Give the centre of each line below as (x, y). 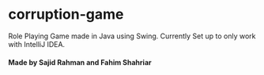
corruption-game (66, 14)
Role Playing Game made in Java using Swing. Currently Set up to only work (132, 36)
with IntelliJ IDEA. (37, 44)
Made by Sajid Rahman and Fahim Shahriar (80, 62)
